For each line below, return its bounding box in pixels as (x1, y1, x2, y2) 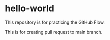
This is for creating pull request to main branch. (5, 29, 103, 35)
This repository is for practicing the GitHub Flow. (5, 19, 105, 25)
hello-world (5, 3, 55, 14)
